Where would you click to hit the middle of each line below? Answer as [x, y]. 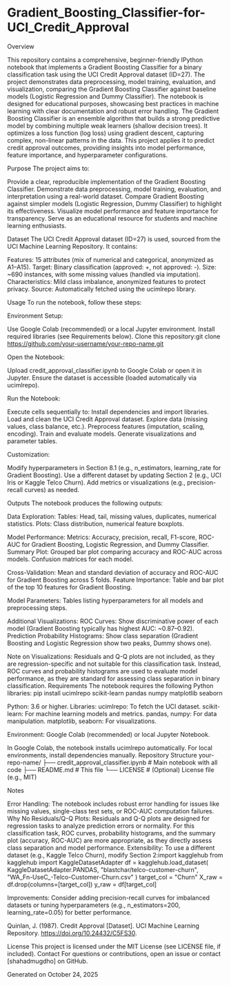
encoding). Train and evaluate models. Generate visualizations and [102, 434]
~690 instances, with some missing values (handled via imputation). [104, 274]
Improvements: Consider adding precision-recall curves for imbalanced [109, 897]
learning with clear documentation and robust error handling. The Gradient [113, 111]
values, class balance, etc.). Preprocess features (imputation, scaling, [106, 426]
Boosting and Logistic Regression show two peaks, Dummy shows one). [110, 643]
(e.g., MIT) [22, 777]
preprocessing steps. [37, 607]
